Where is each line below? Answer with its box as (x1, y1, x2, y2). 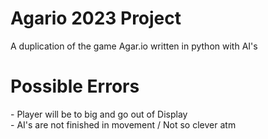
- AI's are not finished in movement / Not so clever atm (10, 118, 237, 131)
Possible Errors (10, 75, 140, 98)
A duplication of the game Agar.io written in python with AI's (10, 40, 258, 52)
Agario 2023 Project (10, 7, 182, 30)
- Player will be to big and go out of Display (10, 108, 188, 120)
